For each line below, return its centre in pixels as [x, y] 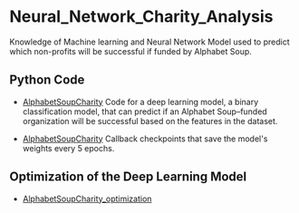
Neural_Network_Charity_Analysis [141, 17]
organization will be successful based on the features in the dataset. [150, 121]
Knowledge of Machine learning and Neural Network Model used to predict [149, 42]
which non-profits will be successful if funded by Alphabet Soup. [130, 51]
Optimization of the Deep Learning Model [128, 177]
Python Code [47, 80]
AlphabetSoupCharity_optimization [87, 198]
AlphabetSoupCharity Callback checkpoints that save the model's [145, 139]
